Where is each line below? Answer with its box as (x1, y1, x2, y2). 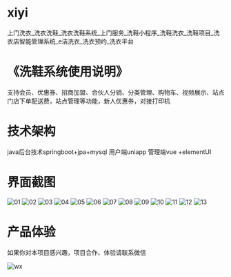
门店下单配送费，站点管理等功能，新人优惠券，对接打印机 (7, 97, 170, 105)
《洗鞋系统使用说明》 (7, 64, 129, 80)
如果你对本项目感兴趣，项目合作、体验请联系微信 (7, 248, 146, 256)
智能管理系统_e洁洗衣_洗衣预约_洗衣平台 (19, 37, 134, 46)
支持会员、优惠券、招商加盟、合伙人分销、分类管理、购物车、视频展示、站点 (7, 88, 225, 96)
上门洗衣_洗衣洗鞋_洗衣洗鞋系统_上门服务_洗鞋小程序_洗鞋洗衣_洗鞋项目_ (7, 28, 214, 37)
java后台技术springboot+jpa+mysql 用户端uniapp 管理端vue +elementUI (7, 147, 212, 156)
